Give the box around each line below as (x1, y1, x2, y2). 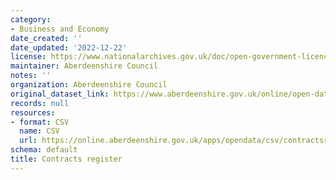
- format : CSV (10, 117, 70, 127)
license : (10, 52, 47, 62)
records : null (10, 98, 70, 108)
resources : (10, 107, 56, 118)
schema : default (10, 145, 78, 155)
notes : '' (10, 71, 52, 81)
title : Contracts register (10, 154, 123, 164)
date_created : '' (10, 33, 83, 43)
